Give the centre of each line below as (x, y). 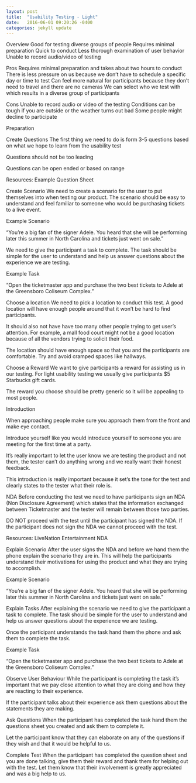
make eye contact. (28, 427)
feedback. (18, 468)
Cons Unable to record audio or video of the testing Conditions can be (91, 104)
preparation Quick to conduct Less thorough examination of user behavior (95, 51)
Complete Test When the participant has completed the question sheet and (97, 755)
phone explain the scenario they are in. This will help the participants (89, 556)
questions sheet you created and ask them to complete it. (75, 726)
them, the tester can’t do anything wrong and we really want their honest (94, 462)
